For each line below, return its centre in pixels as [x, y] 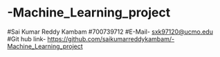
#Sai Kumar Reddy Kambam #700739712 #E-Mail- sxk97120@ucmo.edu [110, 32]
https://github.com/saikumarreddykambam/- [111, 38]
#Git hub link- [27, 38]
